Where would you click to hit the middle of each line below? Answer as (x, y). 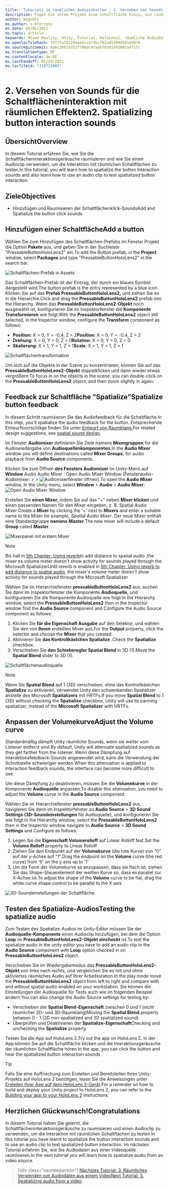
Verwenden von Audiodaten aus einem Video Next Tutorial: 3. (81, 1176)
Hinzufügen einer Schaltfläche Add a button (75, 229)
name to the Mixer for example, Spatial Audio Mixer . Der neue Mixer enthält (83, 516)
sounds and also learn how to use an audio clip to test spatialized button (80, 175)
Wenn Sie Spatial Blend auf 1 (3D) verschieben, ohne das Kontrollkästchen (82, 684)
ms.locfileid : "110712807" (33, 66)
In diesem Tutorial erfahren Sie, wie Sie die (50, 153)
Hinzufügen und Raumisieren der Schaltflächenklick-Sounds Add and (83, 208)
